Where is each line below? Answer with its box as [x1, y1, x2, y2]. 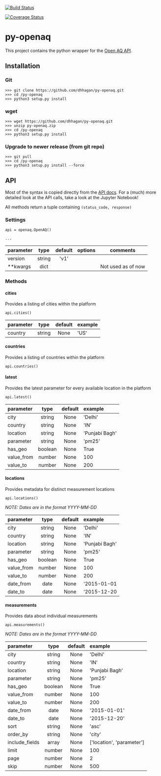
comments [109, 247, 136, 254]
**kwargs [7, 263, 31, 270]
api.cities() [5, 310, 32, 316]
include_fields [7, 739, 40, 746]
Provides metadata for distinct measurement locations [5, 486, 115, 492]
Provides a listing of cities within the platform [5, 301, 96, 307]
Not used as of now [100, 263, 146, 270]
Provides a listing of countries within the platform [5, 354, 105, 360]
